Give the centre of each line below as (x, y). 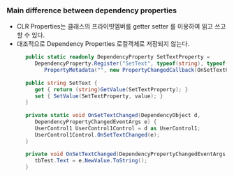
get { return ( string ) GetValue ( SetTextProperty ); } (111, 89)
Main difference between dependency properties (92, 10)
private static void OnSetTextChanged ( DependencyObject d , (112, 116)
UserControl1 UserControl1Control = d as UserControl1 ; (117, 128)
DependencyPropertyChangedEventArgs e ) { (96, 122)
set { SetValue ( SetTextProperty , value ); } (99, 96)
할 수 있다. (31, 35)
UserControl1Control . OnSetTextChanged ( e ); (97, 134)
